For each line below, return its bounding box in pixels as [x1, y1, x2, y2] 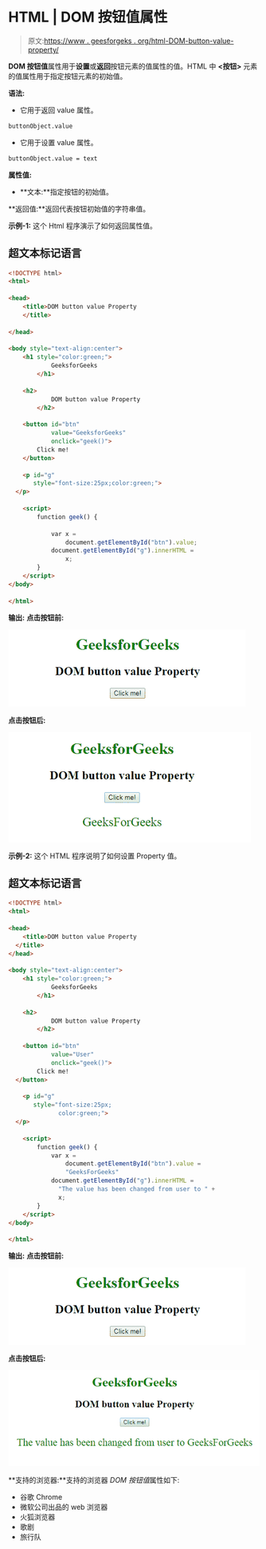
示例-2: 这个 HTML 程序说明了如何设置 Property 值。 [8, 851, 182, 861]
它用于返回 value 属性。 [19, 105, 98, 115]
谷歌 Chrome [19, 1492, 63, 1502]
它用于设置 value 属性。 [19, 137, 98, 147]
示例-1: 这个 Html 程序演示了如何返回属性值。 [8, 221, 157, 231]
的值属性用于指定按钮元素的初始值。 [8, 71, 127, 81]
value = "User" [50, 1050, 94, 1058]
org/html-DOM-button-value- [137, 36, 234, 45]
